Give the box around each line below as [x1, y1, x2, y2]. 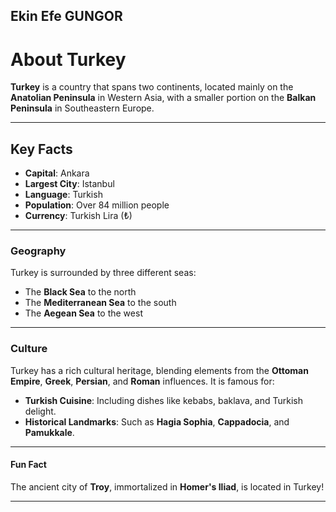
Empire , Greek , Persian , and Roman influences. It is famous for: [10, 375, 275, 387]
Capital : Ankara [24, 167, 90, 179]
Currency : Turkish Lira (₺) [24, 210, 133, 222]
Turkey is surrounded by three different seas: [10, 267, 197, 279]
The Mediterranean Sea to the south [24, 297, 177, 309]
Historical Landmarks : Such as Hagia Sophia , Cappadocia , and [24, 415, 290, 428]
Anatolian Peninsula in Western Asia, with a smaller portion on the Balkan [10, 92, 317, 104]
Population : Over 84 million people [24, 199, 170, 211]
